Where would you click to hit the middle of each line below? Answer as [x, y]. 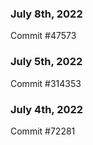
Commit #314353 [46, 83]
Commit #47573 [43, 36]
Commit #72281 [43, 131]
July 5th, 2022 [46, 62]
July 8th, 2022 [46, 14]
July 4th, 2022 [47, 109]
